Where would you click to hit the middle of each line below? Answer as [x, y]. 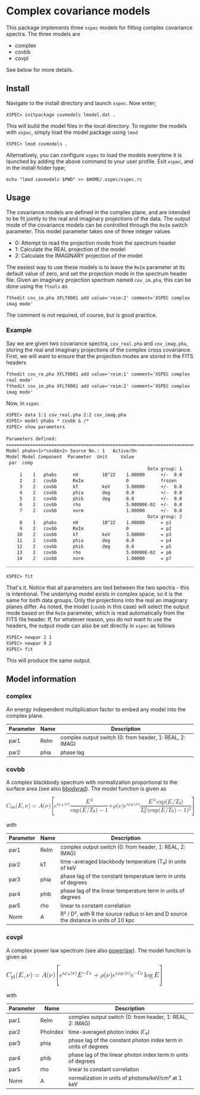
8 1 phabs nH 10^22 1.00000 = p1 [95, 522]
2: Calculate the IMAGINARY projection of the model [79, 255]
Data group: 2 [165, 516]
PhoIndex [52, 1032]
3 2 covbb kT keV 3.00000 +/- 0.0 [101, 487]
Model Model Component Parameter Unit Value [70, 457]
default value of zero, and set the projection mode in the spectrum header [97, 273]
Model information [41, 679]
